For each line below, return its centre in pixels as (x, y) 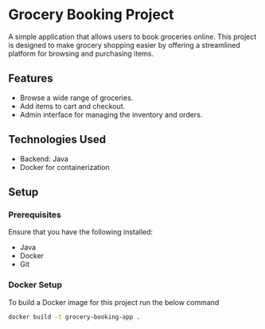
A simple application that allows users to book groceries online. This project (132, 37)
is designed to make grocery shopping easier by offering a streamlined (124, 45)
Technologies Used (57, 139)
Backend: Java (44, 159)
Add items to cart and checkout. (72, 106)
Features (31, 78)
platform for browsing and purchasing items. (81, 53)
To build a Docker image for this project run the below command (114, 302)
